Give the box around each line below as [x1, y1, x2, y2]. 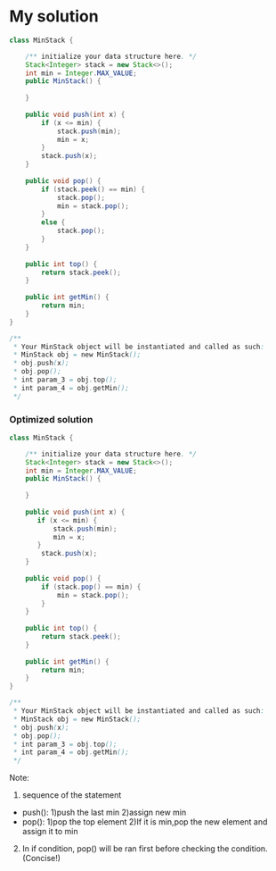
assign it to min [21, 826, 78, 837]
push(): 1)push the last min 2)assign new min [21, 807, 187, 818]
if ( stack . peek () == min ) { [41, 185, 145, 194]
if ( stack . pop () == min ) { [41, 582, 142, 591]
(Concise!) [21, 853, 61, 864]
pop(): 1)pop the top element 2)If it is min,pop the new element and [21, 817, 268, 827]
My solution [9, 6, 100, 27]
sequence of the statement [21, 790, 122, 800]
